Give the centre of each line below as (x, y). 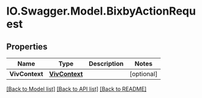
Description (106, 64)
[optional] (144, 74)
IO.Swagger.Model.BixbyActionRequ (101, 11)
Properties (27, 47)
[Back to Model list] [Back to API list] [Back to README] (77, 89)
